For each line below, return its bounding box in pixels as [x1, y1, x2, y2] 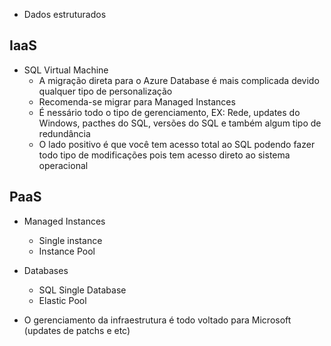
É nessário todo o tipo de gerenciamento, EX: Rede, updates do [38, 106, 301, 118]
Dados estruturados [23, 9, 107, 20]
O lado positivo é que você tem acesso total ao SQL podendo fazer [38, 138, 316, 150]
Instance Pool [38, 245, 96, 257]
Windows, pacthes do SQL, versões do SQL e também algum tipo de [38, 117, 322, 129]
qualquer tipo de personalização [38, 85, 173, 97]
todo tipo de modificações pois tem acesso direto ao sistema [38, 149, 291, 161]
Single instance [38, 234, 103, 246]
